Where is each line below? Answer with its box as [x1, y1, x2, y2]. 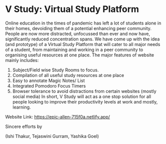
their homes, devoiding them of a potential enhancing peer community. [5, 25, 152, 31]
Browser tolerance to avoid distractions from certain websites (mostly [12, 88, 156, 94]
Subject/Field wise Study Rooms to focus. [12, 66, 99, 73]
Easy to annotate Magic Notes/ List [12, 77, 85, 83]
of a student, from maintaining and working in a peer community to [5, 46, 143, 52]
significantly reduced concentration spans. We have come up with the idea [5, 36, 160, 42]
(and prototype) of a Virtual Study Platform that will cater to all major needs [5, 41, 160, 47]
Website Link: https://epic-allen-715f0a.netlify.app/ [5, 113, 110, 119]
